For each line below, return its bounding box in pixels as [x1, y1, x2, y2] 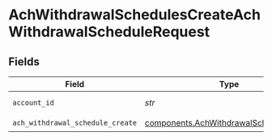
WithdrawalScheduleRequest [8, 23, 210, 41]
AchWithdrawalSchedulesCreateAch [8, 6, 261, 24]
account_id [12, 98, 54, 107]
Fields [8, 55, 40, 68]
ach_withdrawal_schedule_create [12, 118, 138, 127]
